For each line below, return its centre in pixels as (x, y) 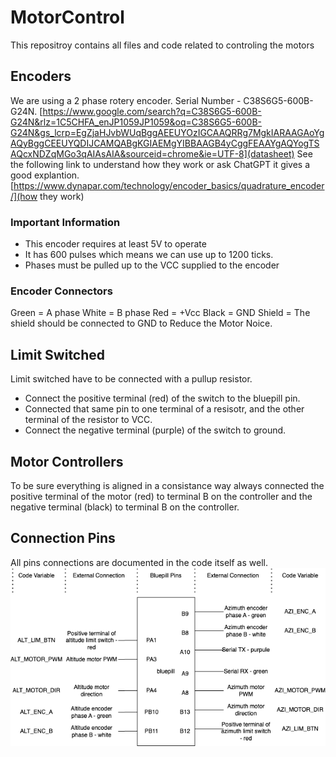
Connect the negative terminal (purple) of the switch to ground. (155, 430)
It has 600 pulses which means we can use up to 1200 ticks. (149, 255)
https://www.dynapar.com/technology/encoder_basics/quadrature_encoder (169, 185)
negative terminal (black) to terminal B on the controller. (125, 507)
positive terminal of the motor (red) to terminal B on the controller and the (161, 496)
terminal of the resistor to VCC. (88, 420)
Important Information (65, 222)
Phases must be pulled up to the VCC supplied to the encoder (152, 265)
